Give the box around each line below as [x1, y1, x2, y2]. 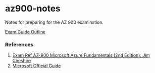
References [5, 41, 34, 48]
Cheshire [12, 58, 31, 64]
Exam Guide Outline [5, 29, 46, 35]
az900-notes [5, 3, 61, 14]
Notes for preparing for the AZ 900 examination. [5, 19, 104, 25]
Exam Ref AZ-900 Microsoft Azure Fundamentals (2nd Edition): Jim [12, 52, 150, 58]
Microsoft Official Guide [12, 63, 61, 69]
